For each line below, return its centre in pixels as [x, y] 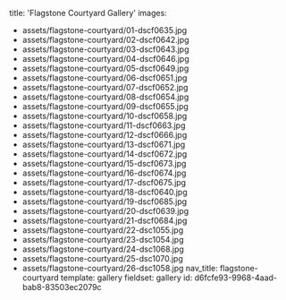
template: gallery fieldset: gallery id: [127, 278]
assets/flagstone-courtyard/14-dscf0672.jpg [105, 154]
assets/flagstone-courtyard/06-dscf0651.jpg [105, 78]
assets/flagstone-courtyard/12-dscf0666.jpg [105, 135]
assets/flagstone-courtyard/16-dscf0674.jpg [104, 173]
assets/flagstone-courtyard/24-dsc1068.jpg [103, 249]
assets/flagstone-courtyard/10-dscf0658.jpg [105, 116]
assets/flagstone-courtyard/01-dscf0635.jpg [105, 30]
